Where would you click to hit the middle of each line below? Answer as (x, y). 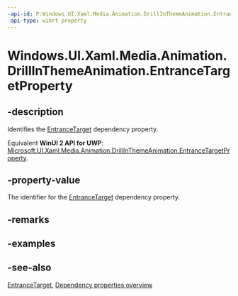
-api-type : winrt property (47, 21)
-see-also (29, 268)
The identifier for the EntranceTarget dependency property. (94, 197)
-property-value (44, 180)
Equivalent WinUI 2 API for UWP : (56, 143)
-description (35, 112)
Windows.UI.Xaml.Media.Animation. (118, 56)
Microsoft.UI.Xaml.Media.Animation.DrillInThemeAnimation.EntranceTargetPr (119, 150)
